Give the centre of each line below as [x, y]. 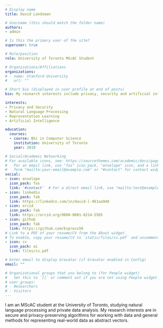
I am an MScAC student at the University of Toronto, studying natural [74, 305]
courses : [18, 134]
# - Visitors [18, 291]
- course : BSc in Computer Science [45, 139]
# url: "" [17, 81]
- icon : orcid [19, 206]
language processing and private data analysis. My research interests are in [81, 310]
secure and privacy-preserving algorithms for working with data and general [81, 315]
